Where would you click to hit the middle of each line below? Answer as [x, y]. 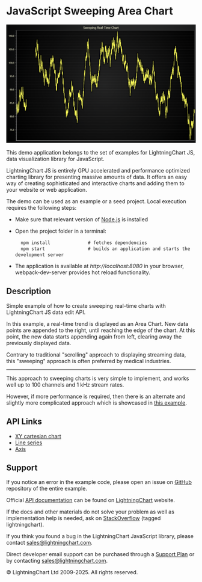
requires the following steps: [41, 207]
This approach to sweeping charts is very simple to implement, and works [98, 378]
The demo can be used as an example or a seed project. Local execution [96, 201]
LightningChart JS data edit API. [46, 312]
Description [29, 291]
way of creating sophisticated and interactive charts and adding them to [95, 183]
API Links [24, 422]
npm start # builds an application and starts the [106, 249]
